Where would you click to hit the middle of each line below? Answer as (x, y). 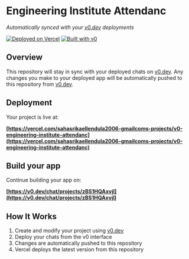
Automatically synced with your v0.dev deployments (70, 27)
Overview (25, 57)
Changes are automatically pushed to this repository (78, 243)
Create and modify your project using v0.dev (69, 231)
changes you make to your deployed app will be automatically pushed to (94, 77)
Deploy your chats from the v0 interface (63, 237)
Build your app (33, 166)
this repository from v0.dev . (40, 84)
